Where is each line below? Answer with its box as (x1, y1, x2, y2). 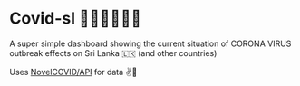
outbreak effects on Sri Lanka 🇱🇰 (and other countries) (9, 47, 218, 58)
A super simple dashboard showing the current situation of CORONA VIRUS (9, 38, 292, 49)
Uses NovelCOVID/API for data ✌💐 (9, 66, 138, 77)
